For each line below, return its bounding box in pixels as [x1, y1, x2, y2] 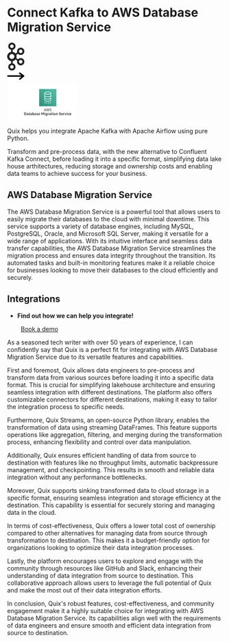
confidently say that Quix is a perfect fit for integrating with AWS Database [7, 345, 218, 353]
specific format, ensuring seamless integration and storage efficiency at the [7, 494, 221, 502]
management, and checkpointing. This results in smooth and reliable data [7, 465, 215, 474]
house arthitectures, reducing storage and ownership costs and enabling [7, 162, 213, 170]
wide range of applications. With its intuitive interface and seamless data [7, 236, 213, 245]
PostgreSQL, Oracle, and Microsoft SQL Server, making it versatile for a [7, 229, 209, 238]
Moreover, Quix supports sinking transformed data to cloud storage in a [7, 486, 209, 494]
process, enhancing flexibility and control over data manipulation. [7, 438, 192, 446]
